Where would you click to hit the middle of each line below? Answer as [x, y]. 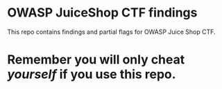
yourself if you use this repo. [92, 75]
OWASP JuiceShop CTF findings [102, 13]
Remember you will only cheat [96, 60]
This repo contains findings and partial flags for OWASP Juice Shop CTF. [112, 32]
